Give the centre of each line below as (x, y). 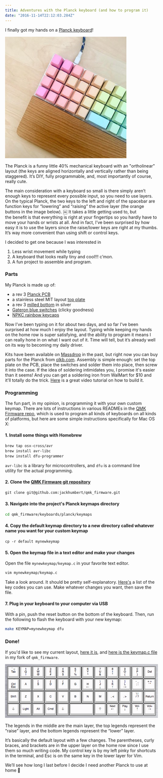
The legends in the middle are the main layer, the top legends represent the (80, 726)
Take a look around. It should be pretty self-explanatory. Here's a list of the (80, 582)
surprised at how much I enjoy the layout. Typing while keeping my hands (78, 329)
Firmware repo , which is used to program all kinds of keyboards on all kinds (81, 414)
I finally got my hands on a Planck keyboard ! (49, 30)
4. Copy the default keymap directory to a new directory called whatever (80, 525)
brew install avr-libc (28, 451)
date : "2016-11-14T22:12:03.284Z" (40, 15)
